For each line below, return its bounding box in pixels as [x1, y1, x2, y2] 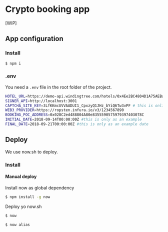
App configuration [5, 34, 63, 43]
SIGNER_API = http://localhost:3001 [5, 98, 77, 103]
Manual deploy [5, 173, 37, 179]
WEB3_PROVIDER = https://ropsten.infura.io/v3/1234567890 [5, 107, 124, 113]
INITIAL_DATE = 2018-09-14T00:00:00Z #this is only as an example [5, 117, 142, 122]
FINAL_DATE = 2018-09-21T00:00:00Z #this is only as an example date [5, 121, 149, 127]
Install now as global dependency [5, 184, 74, 190]
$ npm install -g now [5, 194, 50, 199]
